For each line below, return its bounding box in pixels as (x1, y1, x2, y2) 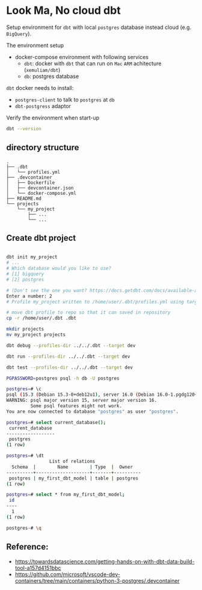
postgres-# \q (6, 525, 42, 531)
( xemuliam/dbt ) (23, 66, 61, 73)
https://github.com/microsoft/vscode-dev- (14, 571, 120, 578)
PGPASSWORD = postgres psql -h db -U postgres (6, 375, 120, 381)
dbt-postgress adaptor (14, 102, 71, 109)
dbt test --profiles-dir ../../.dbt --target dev (6, 364, 133, 370)
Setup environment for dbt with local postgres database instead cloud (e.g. (6, 24, 192, 31)
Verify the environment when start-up (6, 114, 100, 121)
